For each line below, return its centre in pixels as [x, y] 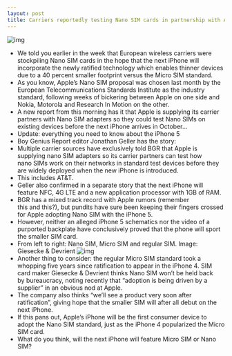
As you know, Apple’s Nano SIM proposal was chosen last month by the [119, 82]
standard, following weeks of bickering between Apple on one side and [118, 97]
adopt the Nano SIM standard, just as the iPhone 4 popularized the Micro [121, 324]
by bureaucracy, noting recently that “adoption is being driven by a [112, 280]
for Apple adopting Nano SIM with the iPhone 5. [85, 214]
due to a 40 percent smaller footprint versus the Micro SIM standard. [115, 75]
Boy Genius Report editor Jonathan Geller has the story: [97, 141]
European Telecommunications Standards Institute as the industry [111, 90]
